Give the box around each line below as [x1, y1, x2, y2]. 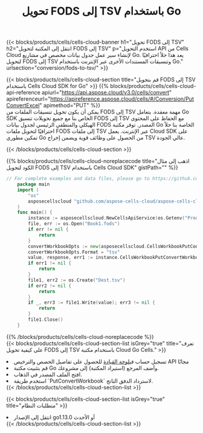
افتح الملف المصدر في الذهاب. [14, 371, 83, 378]
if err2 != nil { [28, 283, 71, 289]
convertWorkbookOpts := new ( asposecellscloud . [28, 243, 147, 249]
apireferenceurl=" [6, 95, 51, 102]
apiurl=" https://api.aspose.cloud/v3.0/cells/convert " [41, 89, 172, 96]
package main [17, 181, 50, 187]
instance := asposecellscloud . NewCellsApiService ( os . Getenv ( [28, 215, 185, 221]
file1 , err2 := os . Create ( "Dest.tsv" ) [28, 277, 126, 283]
